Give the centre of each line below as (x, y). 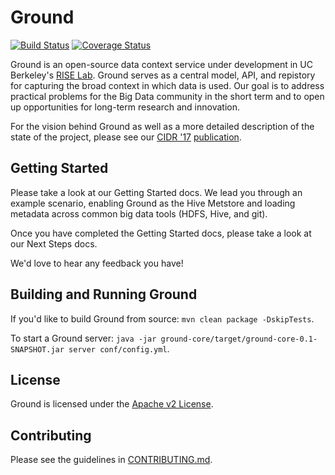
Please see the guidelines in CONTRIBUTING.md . (111, 460)
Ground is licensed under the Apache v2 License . (112, 404)
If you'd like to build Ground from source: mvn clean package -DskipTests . (162, 318)
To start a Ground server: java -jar (83, 338)
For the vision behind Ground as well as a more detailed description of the (162, 126)
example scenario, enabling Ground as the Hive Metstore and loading (153, 203)
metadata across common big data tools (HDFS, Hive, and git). (139, 213)
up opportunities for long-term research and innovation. (125, 107)
